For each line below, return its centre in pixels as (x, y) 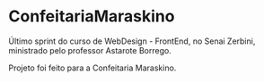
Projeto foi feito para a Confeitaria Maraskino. (92, 68)
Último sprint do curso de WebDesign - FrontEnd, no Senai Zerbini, (132, 41)
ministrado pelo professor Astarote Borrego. (90, 50)
